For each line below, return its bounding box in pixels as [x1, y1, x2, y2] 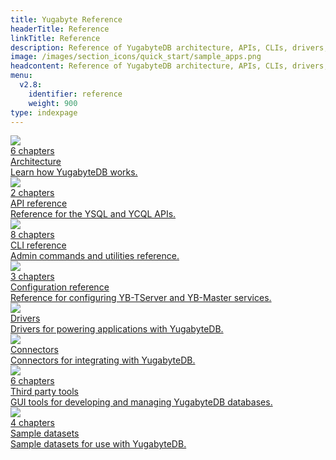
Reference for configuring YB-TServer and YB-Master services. [10, 292, 272, 304]
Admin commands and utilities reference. [10, 250, 180, 262]
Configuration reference [10, 281, 110, 293]
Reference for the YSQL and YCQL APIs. [10, 208, 177, 220]
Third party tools [10, 386, 79, 398]
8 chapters [10, 229, 55, 241]
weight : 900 [28, 98, 78, 108]
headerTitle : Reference [10, 24, 110, 34]
